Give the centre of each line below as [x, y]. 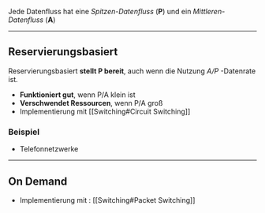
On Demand [38, 181]
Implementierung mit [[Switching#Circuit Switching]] [105, 111]
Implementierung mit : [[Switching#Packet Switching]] [107, 200]
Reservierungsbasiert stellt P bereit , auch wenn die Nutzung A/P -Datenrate [132, 71]
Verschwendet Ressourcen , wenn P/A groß [91, 103]
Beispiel [24, 132]
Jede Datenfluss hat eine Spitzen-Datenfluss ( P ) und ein [100, 11]
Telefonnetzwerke [49, 149]
